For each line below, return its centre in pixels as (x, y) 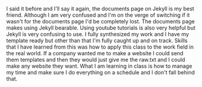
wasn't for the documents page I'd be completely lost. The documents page (100, 21)
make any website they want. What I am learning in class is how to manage (99, 66)
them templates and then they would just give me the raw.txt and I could (96, 60)
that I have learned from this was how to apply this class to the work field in (100, 47)
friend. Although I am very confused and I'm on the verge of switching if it (98, 15)
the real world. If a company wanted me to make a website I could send (95, 53)
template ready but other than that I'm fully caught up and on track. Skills (97, 40)
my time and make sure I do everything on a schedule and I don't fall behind (100, 72)
